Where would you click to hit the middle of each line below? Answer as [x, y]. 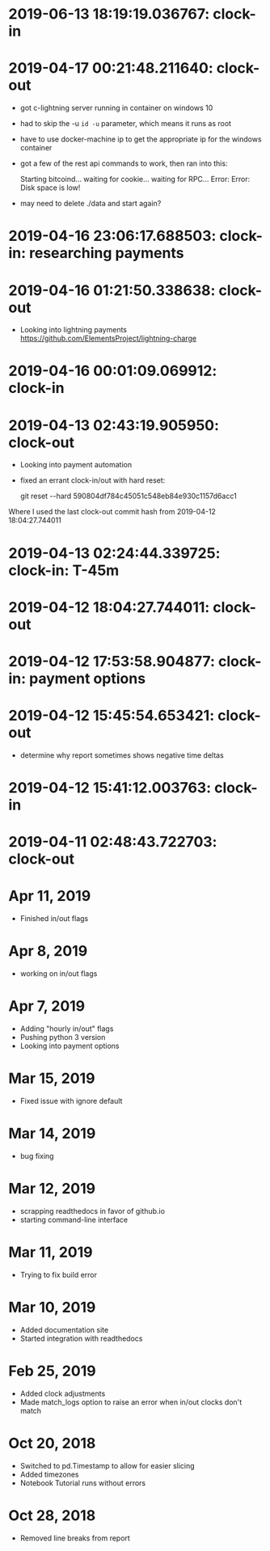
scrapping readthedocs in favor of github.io [93, 1211]
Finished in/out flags [54, 919]
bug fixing [37, 1156]
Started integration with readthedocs [81, 1338]
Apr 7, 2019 [47, 1006]
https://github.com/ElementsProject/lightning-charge [108, 338]
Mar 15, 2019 [52, 1078]
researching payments [107, 254]
